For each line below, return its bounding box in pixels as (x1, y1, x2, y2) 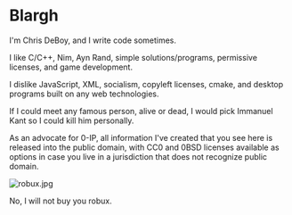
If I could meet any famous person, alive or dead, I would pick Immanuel (9, 105, 273, 116)
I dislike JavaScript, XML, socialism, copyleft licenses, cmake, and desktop (9, 79, 284, 89)
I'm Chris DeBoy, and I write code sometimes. (9, 35, 176, 45)
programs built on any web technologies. (9, 88, 159, 99)
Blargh (9, 5, 60, 26)
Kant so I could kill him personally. (9, 115, 134, 126)
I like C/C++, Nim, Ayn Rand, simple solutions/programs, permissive (9, 52, 258, 62)
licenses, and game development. (9, 62, 134, 72)
